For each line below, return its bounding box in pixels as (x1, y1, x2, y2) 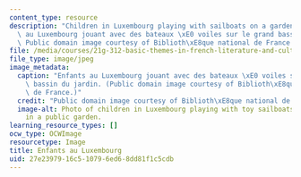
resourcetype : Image (9, 138, 87, 147)
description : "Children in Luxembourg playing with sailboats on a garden (9, 21, 295, 30)
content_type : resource (9, 13, 99, 22)
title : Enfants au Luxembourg (9, 146, 123, 155)
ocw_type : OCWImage (9, 130, 82, 139)
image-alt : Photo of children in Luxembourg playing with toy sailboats (17, 105, 295, 114)
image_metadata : (9, 63, 70, 72)
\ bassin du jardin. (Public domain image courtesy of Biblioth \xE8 (25, 80, 287, 88)
